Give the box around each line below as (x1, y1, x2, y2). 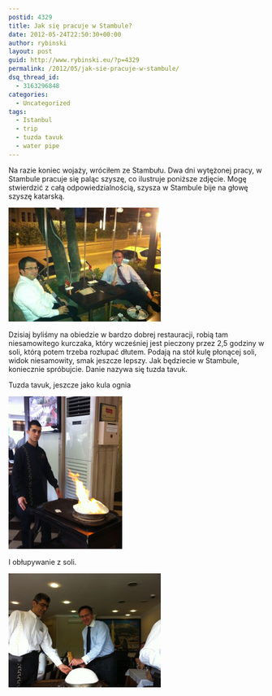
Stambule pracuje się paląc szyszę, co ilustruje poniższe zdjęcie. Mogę (8, 173, 247, 183)
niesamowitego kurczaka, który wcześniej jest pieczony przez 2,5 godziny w (8, 338, 265, 348)
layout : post (8, 47, 53, 56)
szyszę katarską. (8, 191, 65, 201)
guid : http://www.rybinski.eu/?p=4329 (8, 56, 140, 64)
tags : (8, 107, 27, 116)
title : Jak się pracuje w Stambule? (8, 21, 132, 30)
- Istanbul (15, 116, 53, 125)
